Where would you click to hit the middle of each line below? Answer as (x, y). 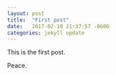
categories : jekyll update (46, 33)
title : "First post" (38, 20)
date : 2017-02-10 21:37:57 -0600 (58, 26)
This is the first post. (36, 52)
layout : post (26, 13)
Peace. (17, 65)
